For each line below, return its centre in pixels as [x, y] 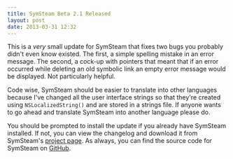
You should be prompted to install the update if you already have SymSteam [116, 126]
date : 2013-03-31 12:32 [42, 27]
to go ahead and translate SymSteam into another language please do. [109, 112]
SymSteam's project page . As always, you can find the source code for [110, 141]
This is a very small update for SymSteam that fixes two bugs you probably [115, 47]
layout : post [26, 20]
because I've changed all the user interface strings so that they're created [114, 97]
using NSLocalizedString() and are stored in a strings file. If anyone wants [114, 105]
